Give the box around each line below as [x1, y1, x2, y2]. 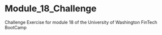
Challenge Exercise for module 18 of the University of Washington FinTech [4, 19, 157, 25]
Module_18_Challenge [4, 3, 97, 14]
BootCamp [4, 24, 27, 30]
